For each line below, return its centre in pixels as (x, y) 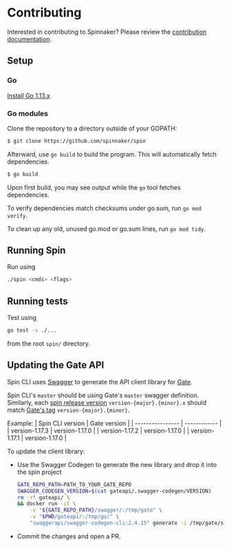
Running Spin (36, 251)
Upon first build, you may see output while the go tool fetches (94, 187)
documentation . (30, 39)
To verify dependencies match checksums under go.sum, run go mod (104, 208)
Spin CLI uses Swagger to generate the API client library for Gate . (100, 381)
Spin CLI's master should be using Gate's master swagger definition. (103, 395)
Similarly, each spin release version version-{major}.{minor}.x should (107, 402)
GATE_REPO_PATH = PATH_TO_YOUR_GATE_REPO (74, 484)
